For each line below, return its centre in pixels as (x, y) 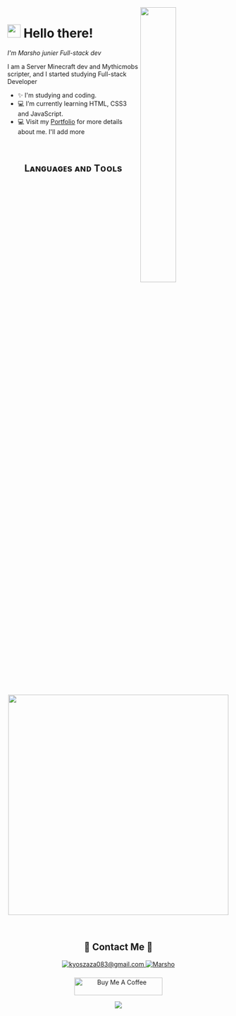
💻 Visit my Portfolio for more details (70, 121)
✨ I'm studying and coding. (57, 95)
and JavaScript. (40, 114)
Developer (22, 81)
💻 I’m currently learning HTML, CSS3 (72, 103)
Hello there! (58, 33)
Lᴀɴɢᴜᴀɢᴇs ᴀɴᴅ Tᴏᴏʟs (73, 169)
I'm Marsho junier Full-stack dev (54, 53)
